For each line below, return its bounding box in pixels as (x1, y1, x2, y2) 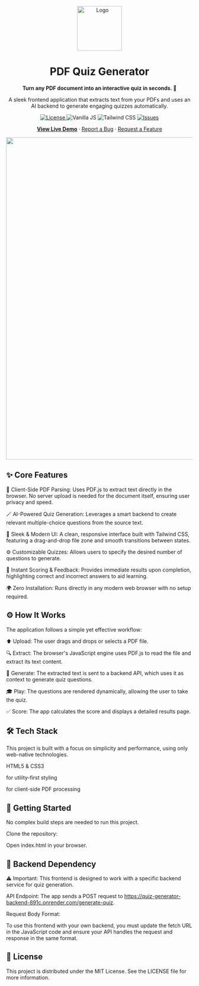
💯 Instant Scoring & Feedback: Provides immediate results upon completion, (6, 566, 191, 573)
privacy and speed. (6, 498, 53, 505)
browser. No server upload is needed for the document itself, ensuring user (6, 492, 190, 499)
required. (6, 593, 28, 600)
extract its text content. (6, 658, 63, 665)
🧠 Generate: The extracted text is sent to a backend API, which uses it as (6, 669, 184, 677)
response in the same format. (6, 935, 78, 941)
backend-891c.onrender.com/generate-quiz (6, 899, 114, 906)
